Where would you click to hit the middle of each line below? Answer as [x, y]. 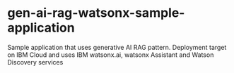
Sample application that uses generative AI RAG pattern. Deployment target [117, 47]
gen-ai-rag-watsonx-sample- [96, 13]
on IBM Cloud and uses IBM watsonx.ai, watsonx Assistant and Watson [111, 55]
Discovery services [35, 62]
